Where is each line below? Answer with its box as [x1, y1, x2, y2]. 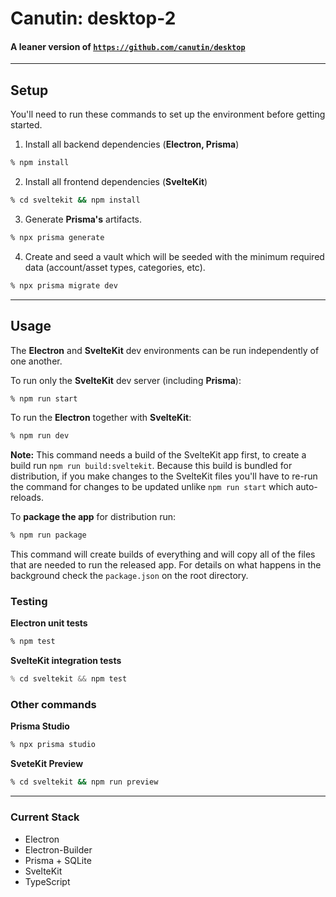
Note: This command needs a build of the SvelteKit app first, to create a [10, 449, 307, 461]
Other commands [10, 698, 97, 712]
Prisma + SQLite [24, 854, 92, 866]
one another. [10, 355, 63, 367]
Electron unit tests [10, 617, 88, 629]
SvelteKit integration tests [10, 655, 122, 667]
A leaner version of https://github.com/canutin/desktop [10, 40, 246, 52]
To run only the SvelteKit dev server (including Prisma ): [10, 374, 242, 386]
